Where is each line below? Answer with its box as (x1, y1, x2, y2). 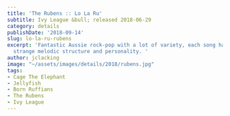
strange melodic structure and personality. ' (13, 48, 149, 55)
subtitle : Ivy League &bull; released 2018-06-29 (7, 16, 152, 23)
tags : (7, 67, 23, 74)
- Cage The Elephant (7, 73, 66, 81)
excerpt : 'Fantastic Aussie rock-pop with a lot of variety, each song (7, 42, 216, 48)
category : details (7, 23, 60, 29)
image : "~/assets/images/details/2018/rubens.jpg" (7, 61, 155, 68)
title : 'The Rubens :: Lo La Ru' (7, 10, 103, 17)
